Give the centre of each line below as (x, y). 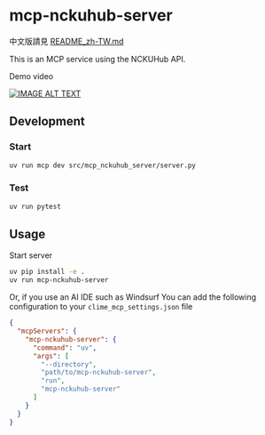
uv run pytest (35, 206)
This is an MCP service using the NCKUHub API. (97, 59)
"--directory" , (69, 364)
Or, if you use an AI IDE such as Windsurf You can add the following (133, 297)
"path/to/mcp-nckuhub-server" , (99, 373)
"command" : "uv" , (65, 348)
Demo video (31, 76)
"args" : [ (51, 356)
